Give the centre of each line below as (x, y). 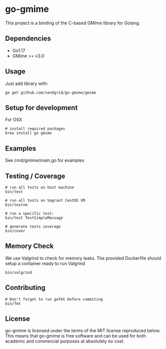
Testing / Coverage (35, 176)
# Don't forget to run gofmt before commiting (54, 299)
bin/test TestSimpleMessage (34, 218)
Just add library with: (27, 84)
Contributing (25, 288)
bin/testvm (16, 205)
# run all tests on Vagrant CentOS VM (45, 200)
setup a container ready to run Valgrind (45, 263)
